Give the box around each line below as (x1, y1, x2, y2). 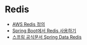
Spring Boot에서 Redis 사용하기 (12, 27, 76, 34)
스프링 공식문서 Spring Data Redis (12, 34, 82, 40)
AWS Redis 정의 (12, 21, 46, 27)
